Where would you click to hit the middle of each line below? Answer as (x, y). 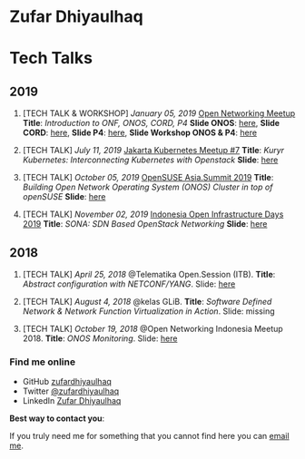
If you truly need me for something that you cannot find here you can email (149, 436)
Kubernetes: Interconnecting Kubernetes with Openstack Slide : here (150, 160)
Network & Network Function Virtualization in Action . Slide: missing (148, 311)
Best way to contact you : (57, 418)
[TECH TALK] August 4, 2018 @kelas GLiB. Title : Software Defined (147, 302)
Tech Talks (51, 59)
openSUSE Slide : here (64, 197)
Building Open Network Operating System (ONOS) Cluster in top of (148, 187)
